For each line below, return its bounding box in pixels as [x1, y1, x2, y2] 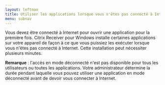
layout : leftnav [5, 7, 38, 12]
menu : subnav [5, 16, 32, 21]
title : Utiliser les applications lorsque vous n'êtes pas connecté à [5, 12, 153, 17]
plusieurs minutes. [5, 50, 43, 56]
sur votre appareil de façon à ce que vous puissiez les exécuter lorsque [5, 40, 150, 46]
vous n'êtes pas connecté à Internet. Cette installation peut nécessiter [5, 45, 147, 51]
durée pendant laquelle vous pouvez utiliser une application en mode [5, 70, 145, 76]
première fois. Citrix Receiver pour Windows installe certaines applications [5, 35, 156, 41]
